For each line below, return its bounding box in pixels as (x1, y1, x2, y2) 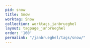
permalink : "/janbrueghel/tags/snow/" (5, 35, 86, 40)
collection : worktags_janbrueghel (5, 21, 77, 26)
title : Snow (5, 12, 30, 17)
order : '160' (5, 30, 32, 35)
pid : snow (5, 7, 26, 12)
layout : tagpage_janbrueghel (5, 26, 66, 31)
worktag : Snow (5, 16, 35, 21)
